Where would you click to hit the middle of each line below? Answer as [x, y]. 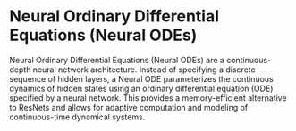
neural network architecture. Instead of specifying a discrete [144, 70]
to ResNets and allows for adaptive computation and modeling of [129, 107]
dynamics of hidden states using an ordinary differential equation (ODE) [141, 88]
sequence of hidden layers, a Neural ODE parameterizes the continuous [142, 78]
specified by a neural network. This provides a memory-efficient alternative [148, 98]
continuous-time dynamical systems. [77, 117]
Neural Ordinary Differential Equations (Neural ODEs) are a [117, 60]
